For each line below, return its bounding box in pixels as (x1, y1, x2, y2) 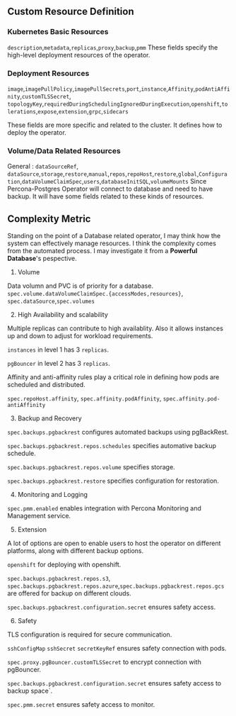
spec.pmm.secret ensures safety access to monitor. (7, 700, 155, 709)
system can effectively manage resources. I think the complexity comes (7, 239, 217, 247)
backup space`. (7, 687, 53, 695)
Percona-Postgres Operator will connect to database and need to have (7, 184, 213, 194)
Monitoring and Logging (17, 491, 88, 499)
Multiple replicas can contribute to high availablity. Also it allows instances (7, 324, 224, 332)
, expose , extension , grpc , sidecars (35, 106, 129, 116)
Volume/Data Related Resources (7, 145, 122, 155)
